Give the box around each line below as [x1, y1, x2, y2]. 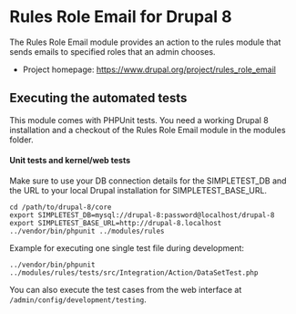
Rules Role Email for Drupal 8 [9, 6, 232, 27]
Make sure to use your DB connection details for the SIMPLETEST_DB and [9, 175, 287, 186]
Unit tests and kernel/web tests [9, 155, 130, 166]
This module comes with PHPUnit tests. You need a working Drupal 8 [9, 114, 269, 125]
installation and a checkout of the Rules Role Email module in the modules [9, 124, 286, 135]
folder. [9, 134, 34, 145]
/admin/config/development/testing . [9, 294, 148, 305]
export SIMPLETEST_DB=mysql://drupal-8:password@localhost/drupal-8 [9, 210, 275, 220]
